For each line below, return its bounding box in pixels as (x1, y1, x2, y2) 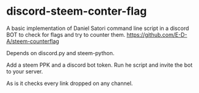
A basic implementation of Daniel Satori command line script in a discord (6, 24, 189, 32)
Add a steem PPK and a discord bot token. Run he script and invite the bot (6, 61, 193, 69)
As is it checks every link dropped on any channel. (6, 80, 133, 87)
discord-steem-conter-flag (6, 4, 147, 18)
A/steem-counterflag (6, 37, 59, 45)
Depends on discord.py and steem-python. (6, 49, 115, 56)
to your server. (6, 67, 43, 75)
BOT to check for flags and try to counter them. (6, 31, 126, 38)
